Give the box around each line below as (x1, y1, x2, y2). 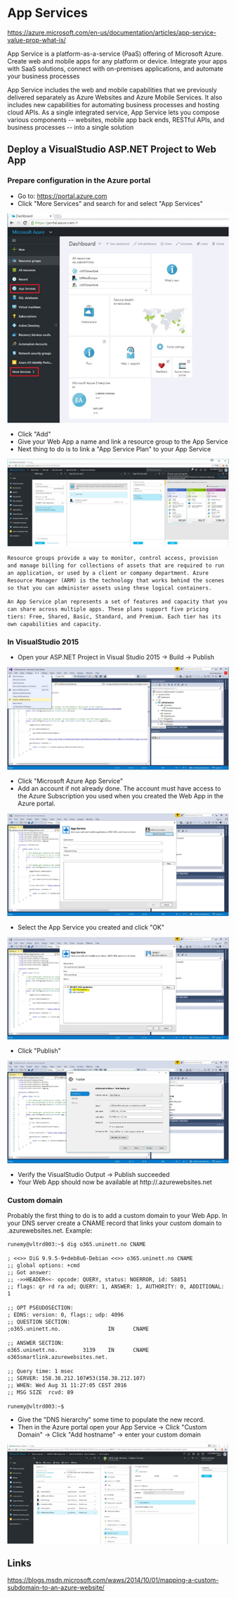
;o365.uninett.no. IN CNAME (7, 1326, 150, 1333)
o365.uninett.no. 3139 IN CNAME (7, 1347, 150, 1354)
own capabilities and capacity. (7, 621, 102, 628)
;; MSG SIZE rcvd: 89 (7, 1389, 74, 1396)
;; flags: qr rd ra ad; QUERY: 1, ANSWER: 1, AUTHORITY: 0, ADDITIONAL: (7, 1283, 225, 1291)
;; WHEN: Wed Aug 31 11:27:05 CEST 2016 (7, 1382, 128, 1389)
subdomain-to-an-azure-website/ (7, 1583, 105, 1592)
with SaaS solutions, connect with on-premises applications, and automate (7, 64, 223, 73)
